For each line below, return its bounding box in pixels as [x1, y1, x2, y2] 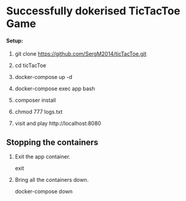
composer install [14, 97, 56, 104]
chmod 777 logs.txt [14, 108, 63, 115]
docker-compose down [14, 188, 73, 195]
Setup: [6, 37, 23, 44]
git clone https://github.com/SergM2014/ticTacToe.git [14, 50, 147, 57]
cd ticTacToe [14, 62, 47, 69]
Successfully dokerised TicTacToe [6, 4, 181, 18]
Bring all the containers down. [14, 176, 89, 184]
